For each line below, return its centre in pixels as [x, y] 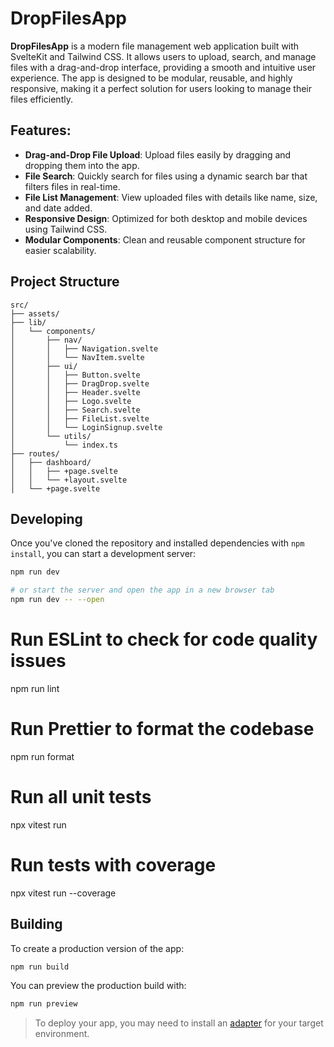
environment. [62, 1034]
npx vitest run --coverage [63, 893]
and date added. [58, 208]
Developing [46, 518]
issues [38, 661]
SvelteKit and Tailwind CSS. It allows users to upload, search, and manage [163, 56]
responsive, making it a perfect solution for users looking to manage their [161, 88]
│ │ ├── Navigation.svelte [84, 348]
